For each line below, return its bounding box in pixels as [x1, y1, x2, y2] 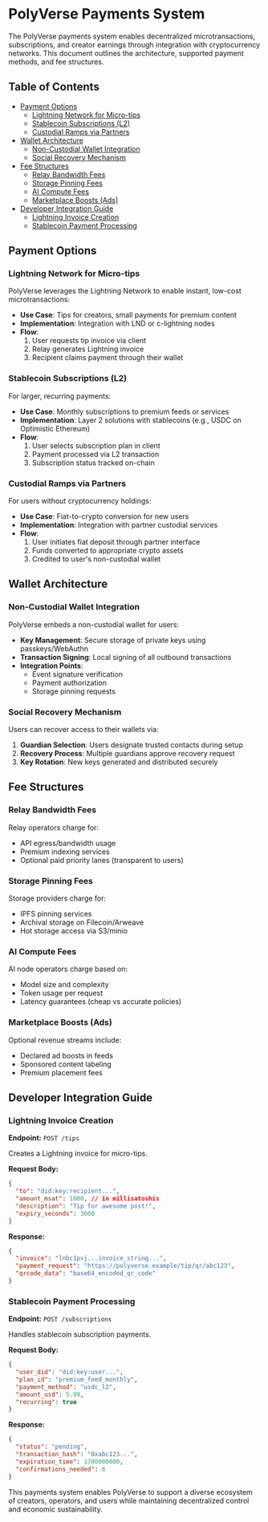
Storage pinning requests [31, 686, 116, 696]
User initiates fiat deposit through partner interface [31, 537, 201, 547]
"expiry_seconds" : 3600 [15, 1209, 95, 1217]
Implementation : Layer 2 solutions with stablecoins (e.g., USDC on [19, 415, 242, 425]
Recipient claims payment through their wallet [31, 353, 184, 362]
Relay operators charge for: [8, 823, 99, 832]
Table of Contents [8, 80, 100, 94]
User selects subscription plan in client [31, 440, 160, 450]
